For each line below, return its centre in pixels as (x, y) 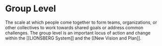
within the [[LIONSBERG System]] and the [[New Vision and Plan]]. (73, 38)
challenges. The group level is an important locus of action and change (78, 33)
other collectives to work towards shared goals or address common (74, 27)
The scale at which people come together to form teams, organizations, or (81, 22)
